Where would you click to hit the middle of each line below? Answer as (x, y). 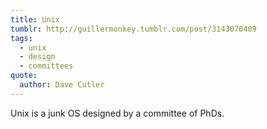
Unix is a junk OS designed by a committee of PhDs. (117, 113)
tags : (21, 38)
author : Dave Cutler (62, 85)
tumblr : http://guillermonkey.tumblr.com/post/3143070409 (133, 29)
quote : (24, 76)
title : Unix (35, 19)
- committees (46, 66)
